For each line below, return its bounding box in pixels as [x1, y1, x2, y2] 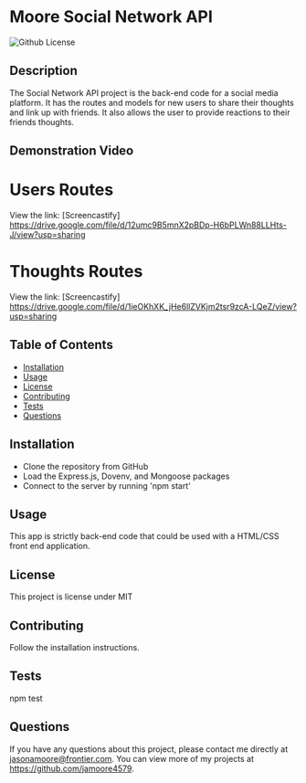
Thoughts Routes [9, 261, 143, 282]
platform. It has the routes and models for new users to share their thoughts [9, 97, 294, 108]
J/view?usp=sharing [9, 229, 86, 240]
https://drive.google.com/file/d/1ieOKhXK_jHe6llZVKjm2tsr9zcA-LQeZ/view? [9, 302, 298, 312]
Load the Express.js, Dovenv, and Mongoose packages [22, 471, 230, 481]
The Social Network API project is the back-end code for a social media [9, 87, 279, 98]
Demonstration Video [9, 143, 134, 159]
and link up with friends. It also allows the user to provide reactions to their [9, 107, 290, 118]
